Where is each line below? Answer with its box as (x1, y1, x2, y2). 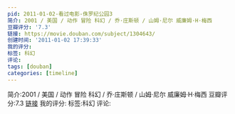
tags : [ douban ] (7, 63, 53, 70)
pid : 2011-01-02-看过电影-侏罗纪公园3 (7, 10, 113, 18)
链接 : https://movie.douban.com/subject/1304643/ (7, 30, 155, 38)
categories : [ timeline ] (7, 69, 78, 76)
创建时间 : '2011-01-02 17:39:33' (7, 37, 103, 44)
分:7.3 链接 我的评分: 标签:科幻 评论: (7, 98, 112, 107)
